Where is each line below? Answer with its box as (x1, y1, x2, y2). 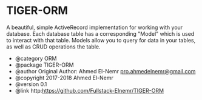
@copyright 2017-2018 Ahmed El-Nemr (15, 74, 114, 81)
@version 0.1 (15, 80, 47, 88)
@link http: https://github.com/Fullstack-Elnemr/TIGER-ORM (15, 87, 164, 94)
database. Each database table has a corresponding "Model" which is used (6, 30, 195, 37)
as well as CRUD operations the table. (6, 43, 101, 50)
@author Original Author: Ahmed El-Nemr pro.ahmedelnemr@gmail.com (15, 67, 196, 75)
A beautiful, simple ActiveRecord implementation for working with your (6, 24, 183, 31)
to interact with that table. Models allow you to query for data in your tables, (6, 36, 196, 44)
